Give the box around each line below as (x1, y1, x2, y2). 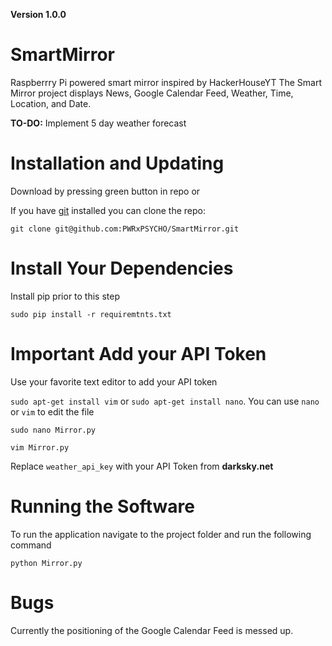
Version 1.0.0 (10, 9, 67, 20)
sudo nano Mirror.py (10, 425, 97, 435)
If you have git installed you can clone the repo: (10, 204, 206, 216)
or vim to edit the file (10, 405, 95, 418)
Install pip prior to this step (10, 290, 121, 302)
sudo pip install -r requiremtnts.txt (10, 309, 172, 319)
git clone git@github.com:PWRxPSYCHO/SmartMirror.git (10, 224, 240, 234)
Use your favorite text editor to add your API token (10, 375, 218, 388)
